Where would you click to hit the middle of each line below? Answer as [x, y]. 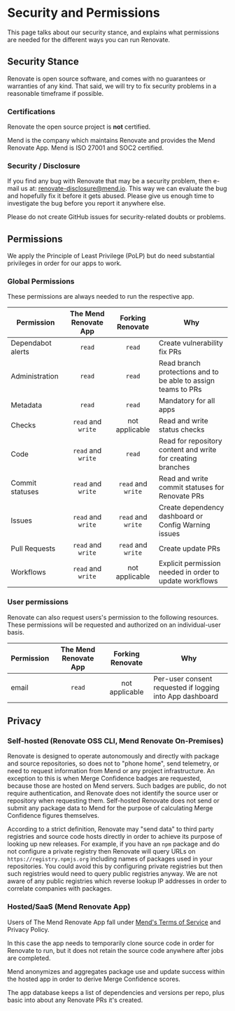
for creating [178, 458]
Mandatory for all [187, 401]
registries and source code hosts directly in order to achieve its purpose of [115, 837]
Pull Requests [33, 549]
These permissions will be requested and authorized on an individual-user [114, 625]
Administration [35, 376]
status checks [181, 430]
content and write [187, 450]
